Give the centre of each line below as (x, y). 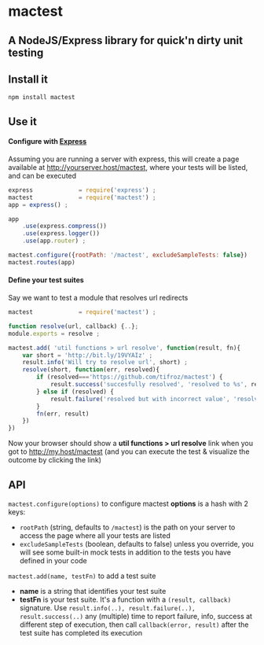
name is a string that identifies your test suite (93, 591)
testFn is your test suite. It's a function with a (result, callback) (125, 599)
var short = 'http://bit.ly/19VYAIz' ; (88, 355)
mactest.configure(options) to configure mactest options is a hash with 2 (128, 503)
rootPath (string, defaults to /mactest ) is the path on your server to (127, 527)
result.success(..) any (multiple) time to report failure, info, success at (136, 616)
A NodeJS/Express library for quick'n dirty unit (126, 41)
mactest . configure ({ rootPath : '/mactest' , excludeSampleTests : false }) (128, 255)
